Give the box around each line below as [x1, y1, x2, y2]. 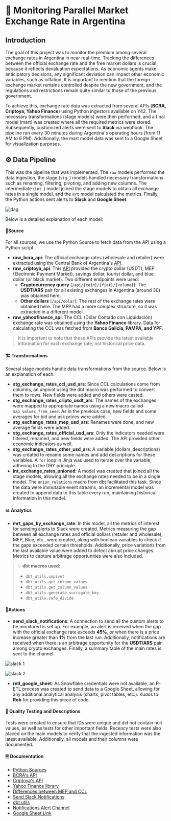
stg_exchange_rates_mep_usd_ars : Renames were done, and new [12, 419, 154, 425]
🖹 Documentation [5, 754, 44, 760]
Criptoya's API [12, 778, 43, 784]
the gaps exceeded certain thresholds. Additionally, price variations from [12, 542, 166, 549]
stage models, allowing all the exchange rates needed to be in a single [12, 473, 161, 480]
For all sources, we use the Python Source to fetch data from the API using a [5, 239, 166, 245]
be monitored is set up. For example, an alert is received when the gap [12, 623, 161, 629]
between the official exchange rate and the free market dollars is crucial [5, 60, 157, 66]
